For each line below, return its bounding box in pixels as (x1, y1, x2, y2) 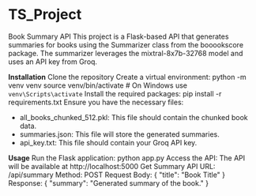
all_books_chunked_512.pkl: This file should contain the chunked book (19, 112, 248, 122)
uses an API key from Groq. (8, 57, 97, 66)
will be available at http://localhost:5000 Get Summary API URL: (8, 161, 216, 171)
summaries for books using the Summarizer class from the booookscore (8, 40, 243, 49)
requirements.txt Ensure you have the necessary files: (8, 97, 184, 107)
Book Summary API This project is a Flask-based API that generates (8, 32, 229, 41)
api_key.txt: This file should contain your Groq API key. (19, 138, 198, 147)
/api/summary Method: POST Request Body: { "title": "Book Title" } (8, 170, 226, 179)
